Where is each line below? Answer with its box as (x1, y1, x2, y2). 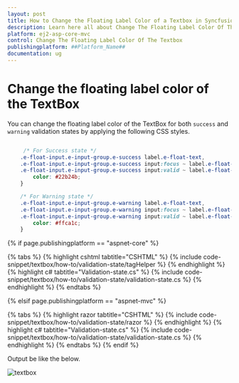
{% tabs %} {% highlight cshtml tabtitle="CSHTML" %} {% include (7, 253, 202, 261)
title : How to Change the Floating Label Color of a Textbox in (7, 17, 202, 24)
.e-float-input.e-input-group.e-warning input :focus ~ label (20, 206, 205, 214)
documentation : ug (7, 51, 62, 58)
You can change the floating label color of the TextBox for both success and (7, 119, 229, 128)
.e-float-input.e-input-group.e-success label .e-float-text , (20, 154, 205, 161)
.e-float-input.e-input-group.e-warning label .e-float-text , (20, 199, 205, 206)
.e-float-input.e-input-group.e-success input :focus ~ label (20, 160, 205, 167)
